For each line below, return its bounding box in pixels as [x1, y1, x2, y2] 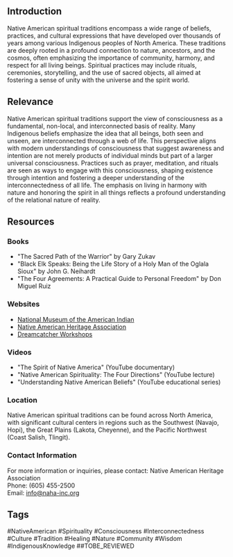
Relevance [7, 96, 54, 108]
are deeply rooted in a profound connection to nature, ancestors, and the [7, 46, 216, 54]
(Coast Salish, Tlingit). [7, 433, 71, 442]
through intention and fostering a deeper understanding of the [7, 173, 185, 181]
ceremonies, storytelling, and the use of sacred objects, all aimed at [7, 68, 201, 76]
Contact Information [7, 451, 78, 460]
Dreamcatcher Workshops [17, 330, 93, 338]
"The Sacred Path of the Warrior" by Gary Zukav [17, 252, 156, 261]
